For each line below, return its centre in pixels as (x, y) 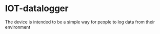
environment (18, 27)
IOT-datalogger (37, 8)
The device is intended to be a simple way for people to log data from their (80, 22)
